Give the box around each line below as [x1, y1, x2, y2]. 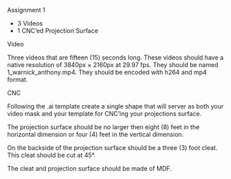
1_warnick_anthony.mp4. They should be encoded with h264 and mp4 [7, 68, 207, 76]
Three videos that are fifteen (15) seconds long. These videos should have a [7, 53, 224, 62]
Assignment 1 [7, 6, 46, 14]
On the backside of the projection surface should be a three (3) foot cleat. [7, 144, 218, 151]
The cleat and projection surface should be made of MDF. [7, 164, 172, 172]
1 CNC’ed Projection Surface [17, 27, 99, 35]
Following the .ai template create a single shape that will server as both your [7, 102, 224, 110]
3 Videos [17, 19, 43, 27]
